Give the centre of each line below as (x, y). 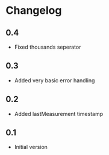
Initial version (31, 147)
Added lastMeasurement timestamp (59, 114)
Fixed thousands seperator (48, 47)
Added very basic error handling (54, 80)
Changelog (34, 11)
